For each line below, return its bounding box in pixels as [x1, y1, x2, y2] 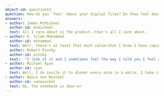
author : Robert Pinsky [9, 48, 56, 52]
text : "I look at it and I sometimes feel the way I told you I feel [9, 57, 156, 62]
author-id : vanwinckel [9, 79, 56, 84]
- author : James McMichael [5, 20, 60, 26]
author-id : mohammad [9, 39, 51, 44]
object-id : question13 [5, 7, 51, 12]
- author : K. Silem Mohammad [5, 34, 64, 39]
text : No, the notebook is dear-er [9, 83, 82, 89]
